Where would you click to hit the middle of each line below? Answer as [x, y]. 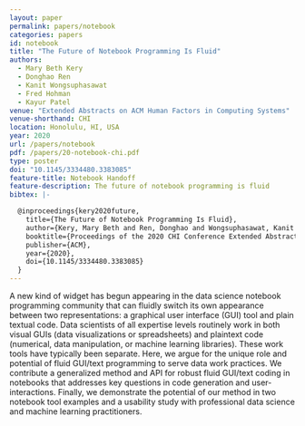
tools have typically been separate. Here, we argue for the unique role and [148, 353]
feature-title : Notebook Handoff [73, 178]
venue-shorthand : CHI [50, 119]
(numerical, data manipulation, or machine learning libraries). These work [147, 344]
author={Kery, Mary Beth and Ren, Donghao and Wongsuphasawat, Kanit [160, 228]
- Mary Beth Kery [50, 69]
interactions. [33, 392]
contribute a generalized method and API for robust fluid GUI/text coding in [150, 373]
